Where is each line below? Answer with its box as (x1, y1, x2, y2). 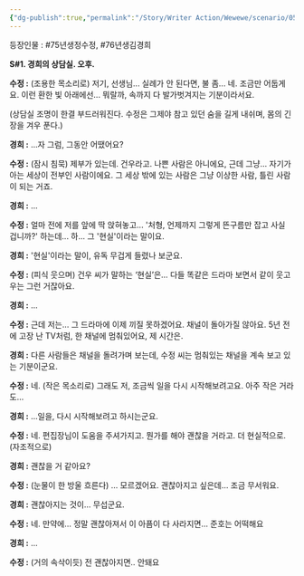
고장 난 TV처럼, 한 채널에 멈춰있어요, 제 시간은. (18, 330, 184, 341)
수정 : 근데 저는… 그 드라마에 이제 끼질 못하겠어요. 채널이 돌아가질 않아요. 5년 (9, 319, 281, 330)
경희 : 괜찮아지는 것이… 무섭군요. (9, 499, 125, 510)
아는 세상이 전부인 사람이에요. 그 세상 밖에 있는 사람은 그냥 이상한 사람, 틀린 (9, 169, 274, 180)
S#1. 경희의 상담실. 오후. (9, 58, 95, 69)
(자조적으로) (9, 441, 52, 452)
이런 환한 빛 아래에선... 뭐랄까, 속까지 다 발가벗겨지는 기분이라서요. (21, 89, 255, 100)
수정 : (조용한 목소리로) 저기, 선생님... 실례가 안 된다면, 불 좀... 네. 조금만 (9, 78, 262, 89)
